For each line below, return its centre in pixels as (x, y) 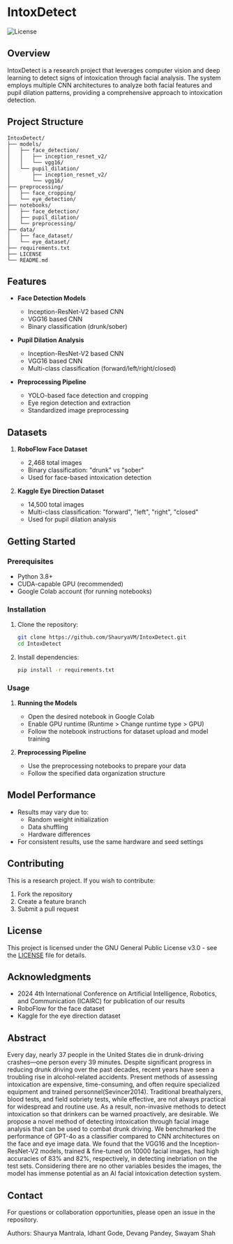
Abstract (27, 1038)
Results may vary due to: (53, 812)
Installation (27, 609)
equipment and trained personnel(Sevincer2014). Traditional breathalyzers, (115, 1092)
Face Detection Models (51, 298)
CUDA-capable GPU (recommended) (70, 584)
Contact (25, 1195)
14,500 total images (56, 505)
